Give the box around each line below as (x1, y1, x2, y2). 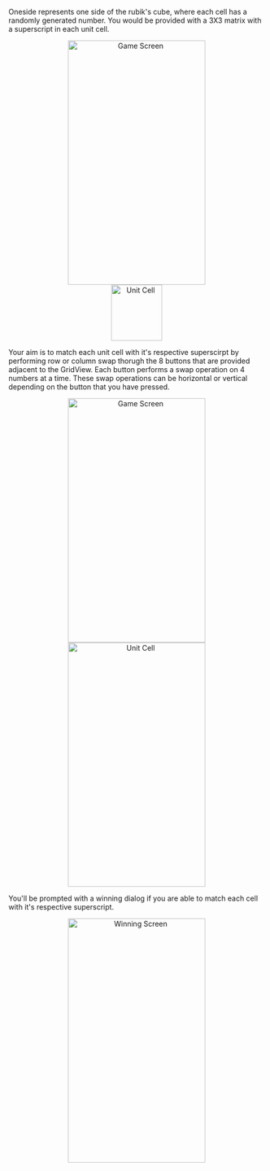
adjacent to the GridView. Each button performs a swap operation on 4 (8, 365, 246, 374)
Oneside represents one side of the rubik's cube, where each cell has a (8, 7, 248, 16)
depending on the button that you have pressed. (8, 382, 170, 392)
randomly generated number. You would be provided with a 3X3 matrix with (8, 15, 262, 25)
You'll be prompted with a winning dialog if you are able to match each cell (8, 893, 259, 903)
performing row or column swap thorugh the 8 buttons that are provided (8, 356, 250, 366)
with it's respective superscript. (8, 902, 115, 911)
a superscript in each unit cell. (8, 24, 110, 33)
